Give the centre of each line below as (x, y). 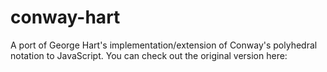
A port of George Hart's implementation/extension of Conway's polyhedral (164, 45)
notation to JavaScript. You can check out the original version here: (149, 55)
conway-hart (65, 17)
